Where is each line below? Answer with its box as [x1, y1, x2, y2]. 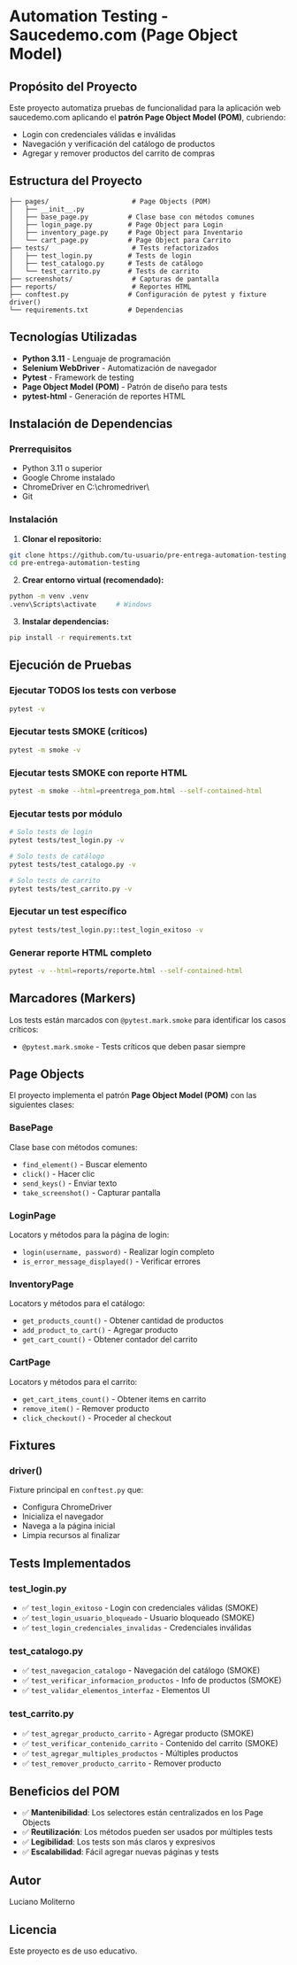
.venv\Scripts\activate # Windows [9, 600, 152, 609]
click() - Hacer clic [21, 1168, 95, 1179]
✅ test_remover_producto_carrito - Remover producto [21, 1758, 222, 1768]
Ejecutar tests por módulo [9, 808, 123, 820]
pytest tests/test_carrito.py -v [9, 884, 133, 894]
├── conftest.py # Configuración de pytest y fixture [9, 290, 267, 298]
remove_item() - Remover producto [21, 1403, 150, 1413]
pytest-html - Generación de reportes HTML [21, 391, 186, 401]
